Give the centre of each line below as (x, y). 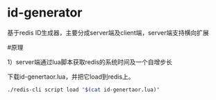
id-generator (45, 13)
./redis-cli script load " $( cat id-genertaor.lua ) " (83, 90)
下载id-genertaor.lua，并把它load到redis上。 (71, 77)
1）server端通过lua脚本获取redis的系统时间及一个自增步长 (90, 62)
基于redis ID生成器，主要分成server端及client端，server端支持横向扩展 (108, 32)
